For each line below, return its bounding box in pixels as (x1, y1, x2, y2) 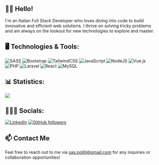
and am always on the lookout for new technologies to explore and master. (5, 28, 155, 34)
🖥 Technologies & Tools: (5, 43, 79, 51)
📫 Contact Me (5, 134, 50, 142)
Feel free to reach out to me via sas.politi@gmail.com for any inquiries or (5, 150, 151, 155)
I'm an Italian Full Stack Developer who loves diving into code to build (5, 17, 144, 23)
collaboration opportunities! (5, 154, 61, 160)
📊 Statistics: (5, 78, 45, 86)
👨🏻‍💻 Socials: (5, 106, 44, 115)
